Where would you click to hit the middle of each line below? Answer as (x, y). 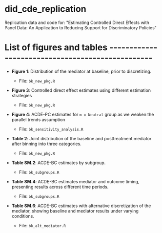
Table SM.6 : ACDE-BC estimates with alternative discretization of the (81, 206)
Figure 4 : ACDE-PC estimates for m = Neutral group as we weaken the (83, 114)
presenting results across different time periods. (60, 187)
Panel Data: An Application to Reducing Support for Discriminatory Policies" (81, 27)
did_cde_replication (45, 9)
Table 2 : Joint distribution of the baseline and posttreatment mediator (81, 138)
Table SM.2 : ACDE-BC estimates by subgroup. (59, 163)
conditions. (23, 216)
